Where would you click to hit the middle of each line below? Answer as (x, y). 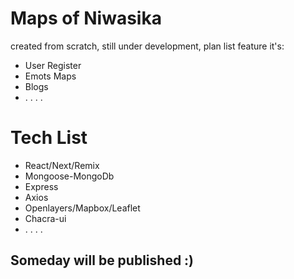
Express (41, 186)
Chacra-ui (45, 218)
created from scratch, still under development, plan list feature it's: (147, 46)
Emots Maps (50, 76)
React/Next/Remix (62, 165)
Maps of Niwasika (86, 18)
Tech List (49, 138)
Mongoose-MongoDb (69, 176)
